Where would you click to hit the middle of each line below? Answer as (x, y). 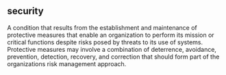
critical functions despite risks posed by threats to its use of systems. (105, 42)
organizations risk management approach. (67, 63)
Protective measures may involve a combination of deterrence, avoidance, (112, 49)
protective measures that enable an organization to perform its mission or (111, 35)
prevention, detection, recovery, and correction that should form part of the (113, 57)
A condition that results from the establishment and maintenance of (102, 27)
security (25, 11)
